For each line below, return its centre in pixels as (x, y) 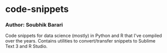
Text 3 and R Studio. (26, 46)
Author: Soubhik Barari (34, 25)
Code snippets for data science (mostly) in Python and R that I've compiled (84, 35)
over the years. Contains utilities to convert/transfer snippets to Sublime (80, 41)
